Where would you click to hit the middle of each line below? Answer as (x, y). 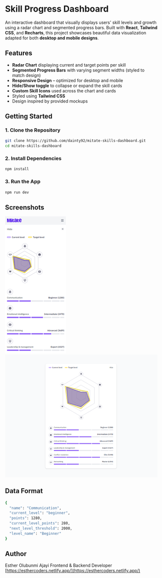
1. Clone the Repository (33, 130)
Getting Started (29, 116)
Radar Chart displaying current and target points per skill (69, 65)
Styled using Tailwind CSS (38, 96)
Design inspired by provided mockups (50, 101)
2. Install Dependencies (33, 158)
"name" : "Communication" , (36, 508)
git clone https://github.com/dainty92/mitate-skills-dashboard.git (75, 141)
